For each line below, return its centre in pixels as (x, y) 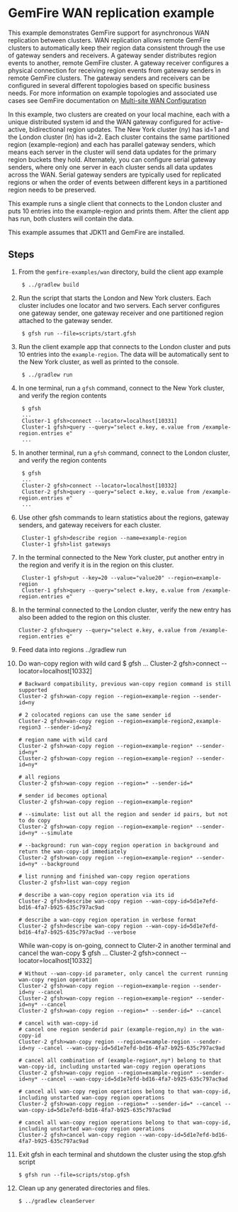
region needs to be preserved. (52, 189)
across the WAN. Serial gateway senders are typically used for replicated (115, 175)
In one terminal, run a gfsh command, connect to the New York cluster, (121, 387)
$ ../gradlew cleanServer (56, 1201)
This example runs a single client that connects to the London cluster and (115, 203)
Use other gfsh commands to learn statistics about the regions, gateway (124, 517)
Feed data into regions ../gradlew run (72, 649)
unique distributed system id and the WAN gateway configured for (104, 121)
